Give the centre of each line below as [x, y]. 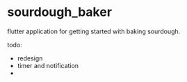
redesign [30, 58]
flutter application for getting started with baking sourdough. [94, 31]
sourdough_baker [60, 12]
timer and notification [48, 65]
